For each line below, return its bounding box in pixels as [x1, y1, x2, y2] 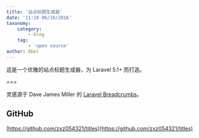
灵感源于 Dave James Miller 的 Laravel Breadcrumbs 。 [6, 91, 143, 98]
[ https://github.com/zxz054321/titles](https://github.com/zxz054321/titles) [6, 125, 193, 132]
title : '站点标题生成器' [6, 9, 62, 15]
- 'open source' [28, 43, 69, 49]
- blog [28, 32, 45, 38]
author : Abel [6, 49, 39, 55]
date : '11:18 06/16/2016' [6, 15, 72, 21]
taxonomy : [6, 20, 32, 26]
